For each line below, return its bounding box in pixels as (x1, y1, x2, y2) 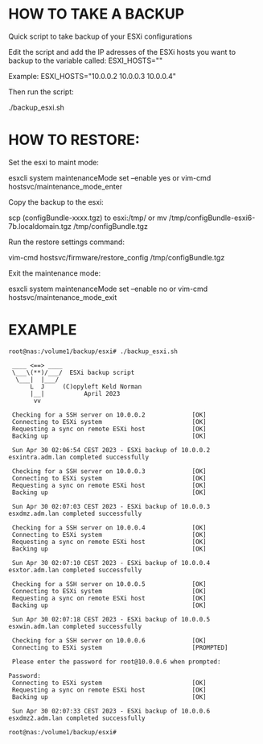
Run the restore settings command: (8, 237, 125, 247)
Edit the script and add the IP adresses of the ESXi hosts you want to (8, 47, 236, 56)
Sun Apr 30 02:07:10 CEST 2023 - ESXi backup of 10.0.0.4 (11, 559, 211, 567)
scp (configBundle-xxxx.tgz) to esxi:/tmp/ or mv (8, 213, 167, 222)
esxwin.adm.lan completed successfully (8, 622, 142, 630)
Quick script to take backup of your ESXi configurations (8, 31, 193, 41)
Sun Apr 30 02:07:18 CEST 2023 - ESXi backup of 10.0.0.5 (11, 615, 211, 623)
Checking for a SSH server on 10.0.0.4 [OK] (11, 523, 207, 532)
